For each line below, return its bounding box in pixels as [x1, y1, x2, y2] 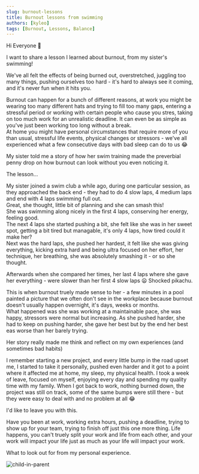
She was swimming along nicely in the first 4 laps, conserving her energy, [6, 208, 189, 215]
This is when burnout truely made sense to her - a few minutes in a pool [6, 289, 184, 296]
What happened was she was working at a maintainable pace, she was [6, 308, 182, 315]
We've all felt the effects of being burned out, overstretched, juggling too [6, 72, 186, 79]
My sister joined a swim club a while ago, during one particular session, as [6, 182, 190, 189]
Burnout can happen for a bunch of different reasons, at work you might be [6, 96, 192, 103]
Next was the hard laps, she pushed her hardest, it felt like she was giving [6, 240, 189, 247]
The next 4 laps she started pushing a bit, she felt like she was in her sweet [6, 221, 192, 228]
